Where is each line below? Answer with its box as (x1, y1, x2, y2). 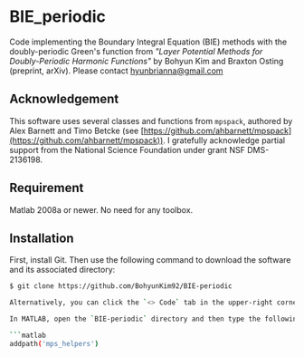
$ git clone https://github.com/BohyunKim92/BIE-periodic (9, 282, 233, 291)
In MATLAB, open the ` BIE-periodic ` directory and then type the (9, 314, 261, 323)
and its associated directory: (9, 265, 116, 275)
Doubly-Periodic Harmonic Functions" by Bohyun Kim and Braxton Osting (9, 55, 284, 66)
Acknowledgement (9, 92, 119, 107)
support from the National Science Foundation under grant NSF (9, 144, 246, 155)
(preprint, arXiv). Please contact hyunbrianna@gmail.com (9, 65, 223, 76)
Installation (9, 230, 74, 246)
